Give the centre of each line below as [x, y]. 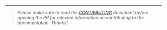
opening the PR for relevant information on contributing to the [81, 18]
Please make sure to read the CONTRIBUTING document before [83, 12]
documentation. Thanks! [42, 23]
